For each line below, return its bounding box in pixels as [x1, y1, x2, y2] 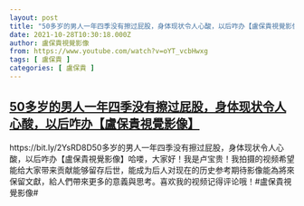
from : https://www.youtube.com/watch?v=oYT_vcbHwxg [9, 47, 208, 56]
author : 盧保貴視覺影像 [9, 38, 90, 48]
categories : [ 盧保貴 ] [9, 64, 95, 73]
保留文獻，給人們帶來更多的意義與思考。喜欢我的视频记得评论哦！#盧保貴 [9, 175, 284, 186]
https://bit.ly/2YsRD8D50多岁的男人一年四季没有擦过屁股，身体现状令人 [9, 142, 277, 153]
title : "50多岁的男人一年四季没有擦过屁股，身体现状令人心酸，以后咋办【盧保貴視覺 [9, 22, 286, 31]
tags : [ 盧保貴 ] [9, 55, 71, 64]
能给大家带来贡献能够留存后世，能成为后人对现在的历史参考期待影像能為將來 [9, 164, 295, 175]
